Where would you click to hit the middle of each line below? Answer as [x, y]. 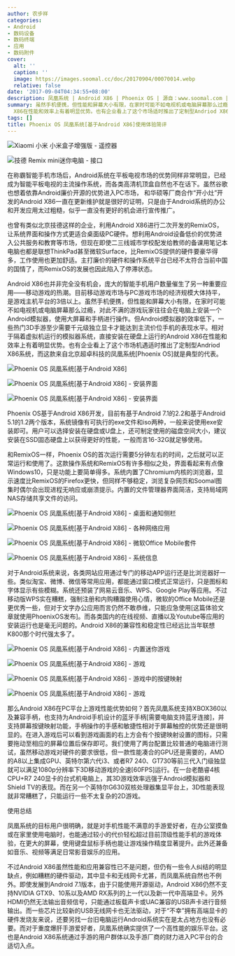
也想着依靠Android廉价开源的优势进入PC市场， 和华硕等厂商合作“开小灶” [112, 193]
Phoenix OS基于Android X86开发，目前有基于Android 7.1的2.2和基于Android [116, 413]
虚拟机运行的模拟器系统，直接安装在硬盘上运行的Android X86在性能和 [126, 336]
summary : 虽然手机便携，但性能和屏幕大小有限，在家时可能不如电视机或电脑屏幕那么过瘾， [120, 105]
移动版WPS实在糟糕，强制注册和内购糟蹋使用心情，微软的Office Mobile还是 [116, 599]
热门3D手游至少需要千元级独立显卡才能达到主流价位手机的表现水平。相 [115, 327]
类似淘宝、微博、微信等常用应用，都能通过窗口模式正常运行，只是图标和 [123, 581]
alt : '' [25, 66]
